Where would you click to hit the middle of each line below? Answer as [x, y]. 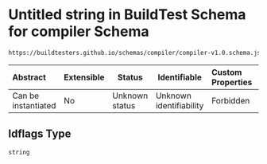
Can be [26, 96]
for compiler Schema [79, 31]
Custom [227, 72]
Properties [232, 82]
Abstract [29, 77]
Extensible [84, 77]
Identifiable [180, 77]
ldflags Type [40, 134]
